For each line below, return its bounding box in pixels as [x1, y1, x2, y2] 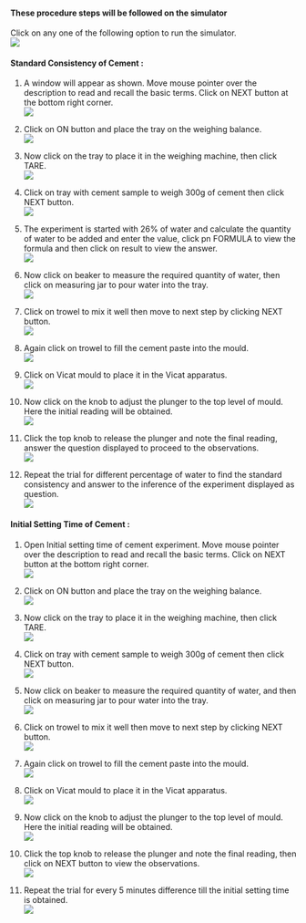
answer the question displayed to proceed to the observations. [23, 442, 260, 453]
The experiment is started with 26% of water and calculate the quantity [23, 223, 291, 234]
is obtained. [23, 894, 68, 905]
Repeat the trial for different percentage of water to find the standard [23, 470, 282, 481]
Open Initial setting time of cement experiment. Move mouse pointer [23, 539, 280, 550]
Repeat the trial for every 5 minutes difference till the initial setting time [23, 885, 290, 896]
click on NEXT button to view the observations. [23, 857, 200, 868]
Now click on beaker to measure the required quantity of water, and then [23, 685, 297, 696]
